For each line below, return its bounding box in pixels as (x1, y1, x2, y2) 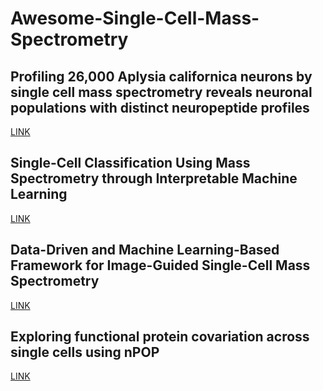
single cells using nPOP (10, 344, 160, 361)
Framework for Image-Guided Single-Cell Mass (10, 257, 311, 274)
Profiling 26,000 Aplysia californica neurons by (10, 68, 313, 85)
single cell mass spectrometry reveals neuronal (10, 83, 313, 101)
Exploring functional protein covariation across (10, 328, 310, 346)
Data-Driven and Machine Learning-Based (10, 242, 280, 259)
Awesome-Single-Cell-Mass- (10, 7, 260, 30)
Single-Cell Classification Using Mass (10, 155, 251, 172)
